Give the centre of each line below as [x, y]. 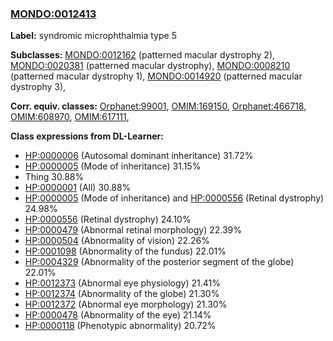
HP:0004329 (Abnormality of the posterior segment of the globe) [159, 262]
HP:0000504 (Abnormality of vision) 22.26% [117, 241]
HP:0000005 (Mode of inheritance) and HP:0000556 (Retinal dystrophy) [174, 198]
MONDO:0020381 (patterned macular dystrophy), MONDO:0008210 [150, 66]
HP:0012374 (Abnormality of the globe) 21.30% [122, 294]
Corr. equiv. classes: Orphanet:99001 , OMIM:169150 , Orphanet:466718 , [158, 106]
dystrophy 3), [38, 87]
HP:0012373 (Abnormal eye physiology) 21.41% [122, 283]
